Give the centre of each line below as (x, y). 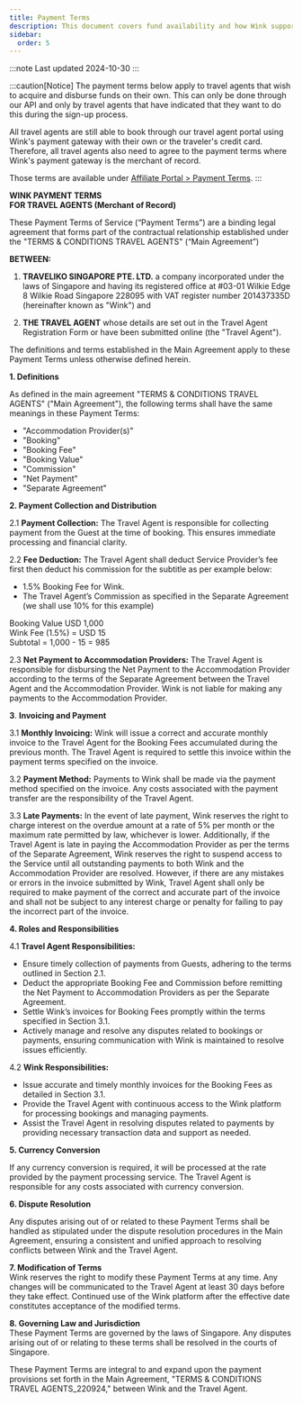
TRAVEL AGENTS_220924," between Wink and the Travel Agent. (129, 1389)
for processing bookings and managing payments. (115, 1114)
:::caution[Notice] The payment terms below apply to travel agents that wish (150, 86)
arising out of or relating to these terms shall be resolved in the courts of (143, 1343)
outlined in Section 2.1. (64, 973)
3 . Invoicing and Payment (58, 716)
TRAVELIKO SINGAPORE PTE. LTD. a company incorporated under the (153, 276)
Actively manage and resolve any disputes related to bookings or (142, 1031)
